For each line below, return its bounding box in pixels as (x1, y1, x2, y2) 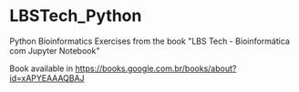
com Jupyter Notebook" (9, 45, 100, 56)
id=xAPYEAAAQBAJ (9, 72, 85, 83)
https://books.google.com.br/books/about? (75, 63, 237, 74)
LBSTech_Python (9, 5, 142, 26)
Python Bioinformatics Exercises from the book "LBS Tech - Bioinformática (9, 36, 290, 46)
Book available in (9, 63, 74, 74)
